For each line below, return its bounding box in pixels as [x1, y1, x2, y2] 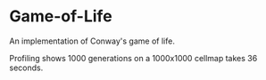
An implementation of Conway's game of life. [9, 36, 176, 46]
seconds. [9, 62, 44, 73]
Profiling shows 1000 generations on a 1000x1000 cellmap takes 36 [9, 52, 258, 63]
